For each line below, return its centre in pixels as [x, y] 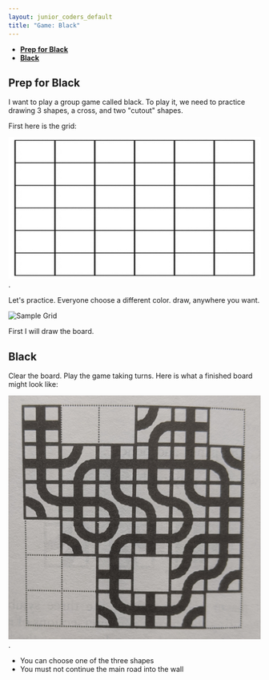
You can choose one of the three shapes [87, 660]
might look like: [33, 384]
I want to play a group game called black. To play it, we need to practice [127, 102]
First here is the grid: [43, 126]
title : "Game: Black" [44, 25]
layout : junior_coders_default [60, 17]
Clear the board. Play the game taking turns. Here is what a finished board [130, 376]
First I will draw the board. [51, 332]
